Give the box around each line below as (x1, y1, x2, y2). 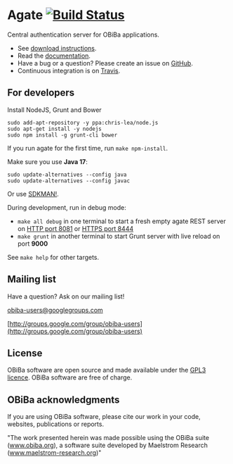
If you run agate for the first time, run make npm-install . (7, 144, 168, 152)
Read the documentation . (17, 51, 91, 60)
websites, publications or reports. (7, 420, 104, 429)
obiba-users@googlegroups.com (7, 306, 103, 314)
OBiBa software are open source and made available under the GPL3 (7, 366, 206, 375)
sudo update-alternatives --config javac (7, 177, 131, 184)
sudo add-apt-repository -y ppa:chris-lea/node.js (7, 119, 159, 126)
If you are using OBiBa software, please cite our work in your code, (7, 413, 201, 421)
